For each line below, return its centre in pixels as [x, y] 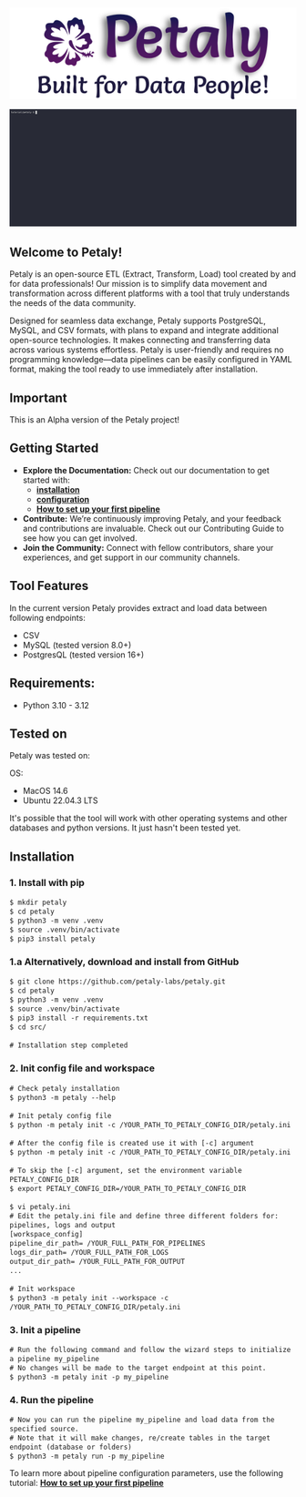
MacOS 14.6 [45, 791]
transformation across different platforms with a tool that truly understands [149, 293]
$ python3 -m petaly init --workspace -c [89, 1298]
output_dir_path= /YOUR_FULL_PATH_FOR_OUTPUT [97, 1261]
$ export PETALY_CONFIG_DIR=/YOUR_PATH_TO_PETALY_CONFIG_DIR [128, 1188]
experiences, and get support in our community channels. [131, 557]
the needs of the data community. [73, 303]
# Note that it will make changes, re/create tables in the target [140, 1438]
